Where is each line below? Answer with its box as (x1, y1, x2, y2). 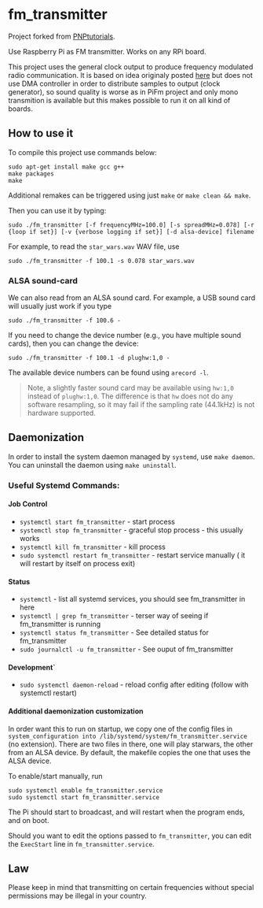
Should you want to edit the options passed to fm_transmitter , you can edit (8, 831, 252, 840)
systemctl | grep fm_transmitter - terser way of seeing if (19, 611, 209, 621)
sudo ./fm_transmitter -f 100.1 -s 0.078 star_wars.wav (8, 257, 195, 265)
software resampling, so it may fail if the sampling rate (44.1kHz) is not (27, 400, 255, 410)
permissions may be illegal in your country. (8, 891, 147, 901)
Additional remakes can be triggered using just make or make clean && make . (8, 191, 251, 200)
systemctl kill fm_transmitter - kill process (19, 542, 166, 551)
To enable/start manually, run (8, 771, 104, 780)
